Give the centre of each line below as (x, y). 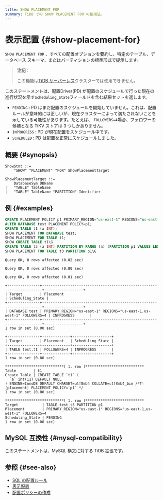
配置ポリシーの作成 (31, 492)
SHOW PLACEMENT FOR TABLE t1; (36, 238)
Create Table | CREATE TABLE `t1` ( (42, 375)
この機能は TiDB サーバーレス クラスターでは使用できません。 (77, 81)
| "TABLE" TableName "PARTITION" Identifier (53, 192)
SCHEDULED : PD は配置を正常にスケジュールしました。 (65, 138)
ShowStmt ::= (18, 167)
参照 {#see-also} (31, 468)
